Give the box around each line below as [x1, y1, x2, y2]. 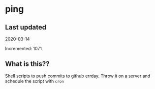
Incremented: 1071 [5, 46, 42, 51]
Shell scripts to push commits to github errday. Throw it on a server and [5, 73, 151, 79]
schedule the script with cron [5, 78, 64, 84]
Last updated [5, 23, 47, 31]
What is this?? [5, 60, 50, 68]
